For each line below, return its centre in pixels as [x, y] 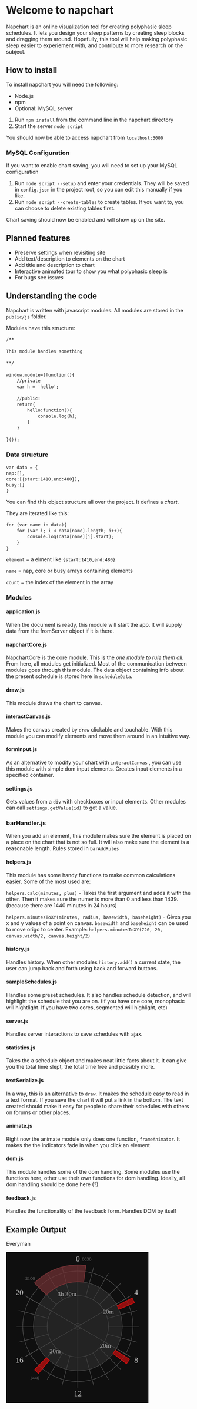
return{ [26, 404]
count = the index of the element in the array [60, 582]
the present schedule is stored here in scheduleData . [69, 676]
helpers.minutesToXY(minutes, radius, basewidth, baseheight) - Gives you [98, 917]
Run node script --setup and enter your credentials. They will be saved [102, 183]
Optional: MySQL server [44, 108]
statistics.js [21, 1048]
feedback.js [21, 1198]
